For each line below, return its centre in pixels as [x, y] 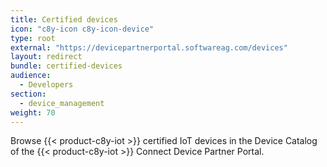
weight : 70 [33, 112]
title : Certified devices [64, 19]
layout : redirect [46, 57]
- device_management [62, 103]
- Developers [46, 85]
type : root [33, 38]
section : [28, 94]
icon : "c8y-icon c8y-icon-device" [82, 29]
